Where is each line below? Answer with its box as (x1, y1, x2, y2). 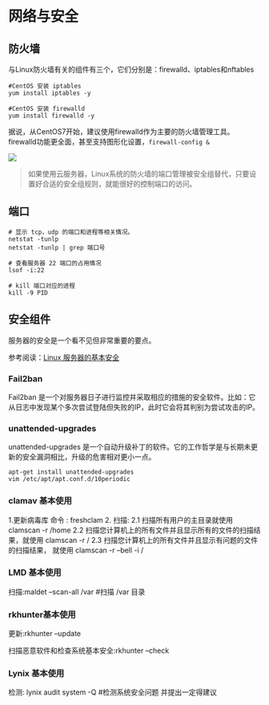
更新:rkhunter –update (8, 629, 82, 638)
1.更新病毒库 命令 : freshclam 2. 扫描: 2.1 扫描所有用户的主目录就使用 (8, 515, 234, 524)
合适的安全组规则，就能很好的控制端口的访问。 (42, 179, 197, 189)
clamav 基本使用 (8, 495, 72, 507)
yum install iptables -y (8, 89, 91, 97)
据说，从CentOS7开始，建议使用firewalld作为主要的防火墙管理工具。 (8, 127, 235, 137)
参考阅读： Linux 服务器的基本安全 (8, 352, 120, 362)
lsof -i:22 (8, 266, 45, 274)
